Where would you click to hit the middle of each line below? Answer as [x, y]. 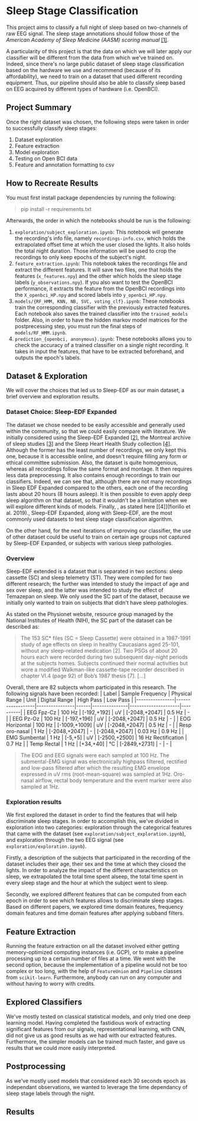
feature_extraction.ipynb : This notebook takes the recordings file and [101, 263]
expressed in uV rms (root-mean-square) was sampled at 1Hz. [96, 774]
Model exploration [37, 152]
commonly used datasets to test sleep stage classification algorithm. [90, 519]
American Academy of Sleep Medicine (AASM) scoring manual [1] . [87, 40]
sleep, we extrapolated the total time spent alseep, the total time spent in [95, 877]
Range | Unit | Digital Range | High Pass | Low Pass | [70, 699]
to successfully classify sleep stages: [52, 128]
